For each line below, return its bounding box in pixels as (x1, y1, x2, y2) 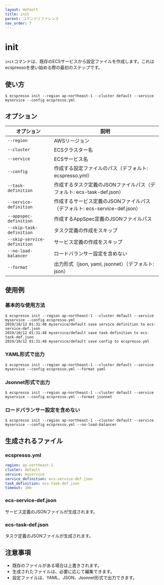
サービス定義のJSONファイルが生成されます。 (5, 508, 98, 515)
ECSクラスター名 (54, 146, 93, 153)
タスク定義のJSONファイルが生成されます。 (5, 533, 94, 539)
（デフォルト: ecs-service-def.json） (54, 205, 141, 212)
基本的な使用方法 (5, 302, 45, 309)
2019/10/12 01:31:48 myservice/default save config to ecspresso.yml (5, 339, 150, 344)
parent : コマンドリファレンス (5, 16, 59, 21)
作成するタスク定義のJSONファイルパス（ (54, 181, 150, 188)
